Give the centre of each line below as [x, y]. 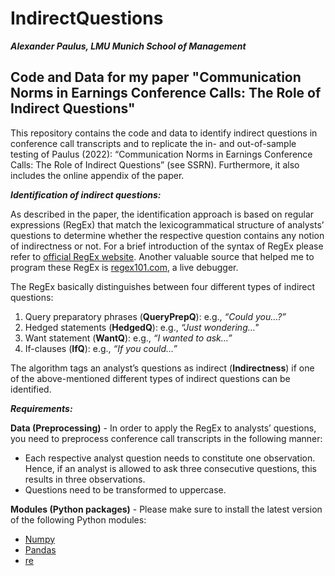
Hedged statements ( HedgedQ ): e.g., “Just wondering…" [142, 327]
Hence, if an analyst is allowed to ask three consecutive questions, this [170, 468]
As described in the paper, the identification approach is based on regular [162, 214]
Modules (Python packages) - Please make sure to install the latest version [166, 509]
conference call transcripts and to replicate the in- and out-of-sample [153, 143]
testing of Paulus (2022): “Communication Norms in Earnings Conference [161, 154]
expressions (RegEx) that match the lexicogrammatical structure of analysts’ [167, 224]
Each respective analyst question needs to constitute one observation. [170, 458]
